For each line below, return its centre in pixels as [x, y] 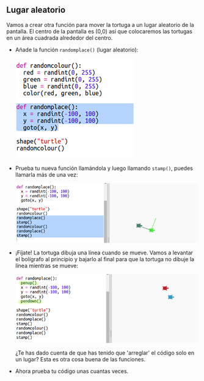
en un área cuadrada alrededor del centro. [60, 38]
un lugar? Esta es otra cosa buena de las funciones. [80, 360]
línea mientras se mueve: [46, 266]
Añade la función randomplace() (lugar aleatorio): [77, 50]
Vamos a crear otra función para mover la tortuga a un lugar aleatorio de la [100, 24]
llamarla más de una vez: [46, 174]
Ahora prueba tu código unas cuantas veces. [72, 371]
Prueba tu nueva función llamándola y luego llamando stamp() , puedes [104, 168]
